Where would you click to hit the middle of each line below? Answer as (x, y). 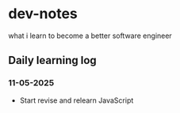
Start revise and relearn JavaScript (77, 100)
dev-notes (43, 14)
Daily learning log (52, 60)
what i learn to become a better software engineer (90, 36)
